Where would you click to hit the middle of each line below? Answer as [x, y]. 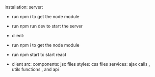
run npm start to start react [39, 54]
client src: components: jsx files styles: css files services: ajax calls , [81, 64]
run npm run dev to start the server [47, 26]
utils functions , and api [35, 69]
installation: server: [24, 7]
